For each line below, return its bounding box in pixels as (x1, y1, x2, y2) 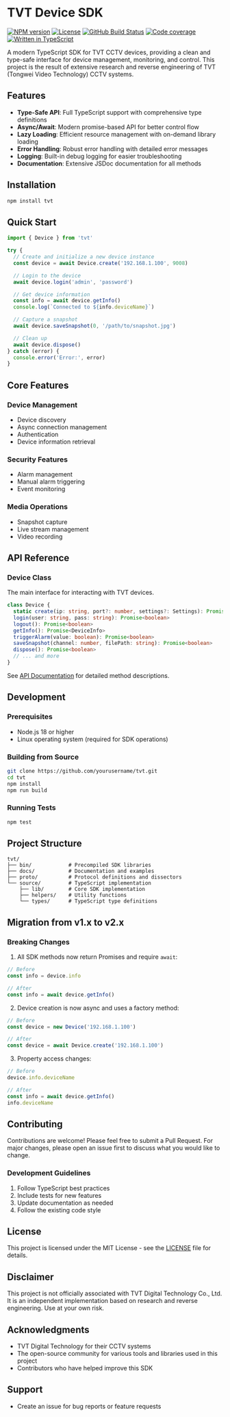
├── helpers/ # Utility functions (19, 892, 127, 899)
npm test (7, 819, 32, 826)
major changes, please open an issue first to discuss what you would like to (7, 1144, 220, 1152)
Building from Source (7, 752, 79, 762)
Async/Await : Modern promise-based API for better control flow (16, 122, 200, 131)
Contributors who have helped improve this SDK (16, 1364, 153, 1372)
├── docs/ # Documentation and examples (7, 868, 155, 875)
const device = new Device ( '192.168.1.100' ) (7, 1023, 136, 1030)
